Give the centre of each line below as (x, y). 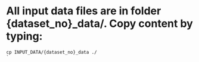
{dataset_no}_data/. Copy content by (100, 24)
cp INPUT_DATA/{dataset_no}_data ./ (52, 52)
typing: (24, 36)
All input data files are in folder (84, 11)
